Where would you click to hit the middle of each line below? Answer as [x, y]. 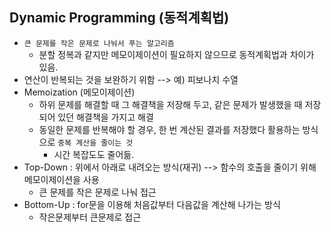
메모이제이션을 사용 [61, 179]
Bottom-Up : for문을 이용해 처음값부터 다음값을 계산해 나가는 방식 [152, 204]
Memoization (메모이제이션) [79, 92]
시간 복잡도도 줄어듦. [94, 154]
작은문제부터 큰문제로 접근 [90, 217]
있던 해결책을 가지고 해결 [105, 117]
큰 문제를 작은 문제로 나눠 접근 [97, 192]
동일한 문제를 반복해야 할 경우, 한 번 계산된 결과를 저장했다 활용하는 [169, 129]
